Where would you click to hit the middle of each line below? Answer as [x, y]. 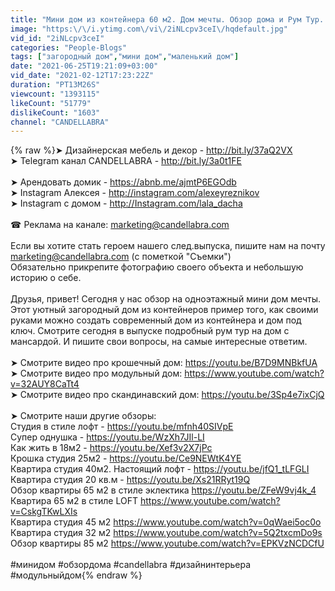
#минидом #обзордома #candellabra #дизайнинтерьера [131, 565]
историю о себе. [46, 278]
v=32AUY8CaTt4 [45, 384]
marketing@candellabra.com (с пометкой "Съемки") [121, 257]
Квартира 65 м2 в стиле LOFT [74, 501]
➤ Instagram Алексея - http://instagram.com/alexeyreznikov [135, 193]
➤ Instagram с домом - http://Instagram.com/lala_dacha [126, 203]
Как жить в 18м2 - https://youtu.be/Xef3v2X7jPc [111, 448]
